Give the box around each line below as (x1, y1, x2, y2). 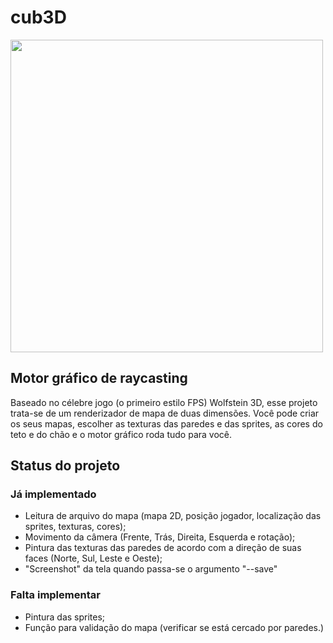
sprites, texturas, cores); (24, 521, 127, 533)
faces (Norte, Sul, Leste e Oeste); (24, 552, 163, 565)
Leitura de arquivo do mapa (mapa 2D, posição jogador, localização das (24, 510, 322, 522)
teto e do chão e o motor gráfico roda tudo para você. (10, 428, 232, 440)
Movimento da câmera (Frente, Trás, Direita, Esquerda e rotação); (24, 531, 296, 543)
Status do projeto (10, 457, 121, 475)
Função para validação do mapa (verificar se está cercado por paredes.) (24, 621, 325, 633)
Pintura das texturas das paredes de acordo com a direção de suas (24, 542, 302, 554)
